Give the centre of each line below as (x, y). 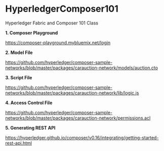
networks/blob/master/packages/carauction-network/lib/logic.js (72, 93)
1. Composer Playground (32, 33)
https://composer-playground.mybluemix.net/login (58, 42)
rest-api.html (18, 143)
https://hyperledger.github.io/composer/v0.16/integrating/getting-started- (82, 137)
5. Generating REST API (30, 128)
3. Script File (19, 77)
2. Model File (19, 52)
